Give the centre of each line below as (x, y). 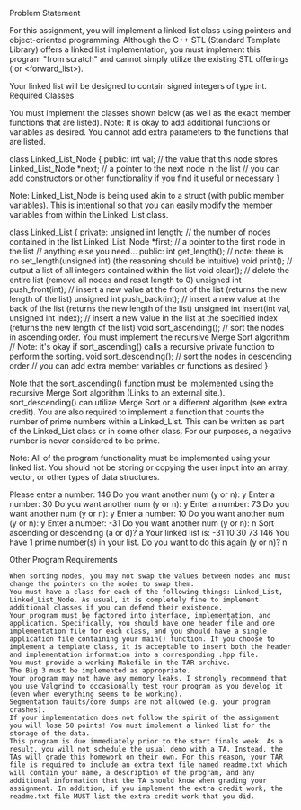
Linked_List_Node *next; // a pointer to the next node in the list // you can (145, 169)
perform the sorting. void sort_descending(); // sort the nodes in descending (150, 356)
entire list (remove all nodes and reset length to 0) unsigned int (125, 280)
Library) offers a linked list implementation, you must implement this (135, 49)
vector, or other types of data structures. (84, 477)
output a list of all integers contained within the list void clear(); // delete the (150, 270)
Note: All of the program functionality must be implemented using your (140, 458)
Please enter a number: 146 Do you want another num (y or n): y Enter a (142, 494)
